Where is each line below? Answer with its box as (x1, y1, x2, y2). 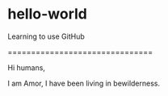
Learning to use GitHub (7, 31, 86, 41)
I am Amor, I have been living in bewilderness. (7, 78, 161, 88)
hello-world (7, 5, 88, 23)
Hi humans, (7, 62, 46, 73)
